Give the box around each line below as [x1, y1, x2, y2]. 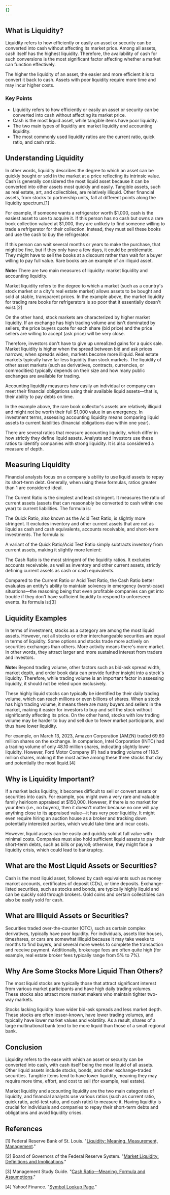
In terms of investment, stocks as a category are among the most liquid [5, 627, 154, 633]
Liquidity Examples [5, 614, 67, 622]
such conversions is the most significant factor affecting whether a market [5, 56, 161, 62]
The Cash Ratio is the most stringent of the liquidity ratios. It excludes [5, 556, 151, 563]
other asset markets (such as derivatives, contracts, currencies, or [5, 362, 145, 368]
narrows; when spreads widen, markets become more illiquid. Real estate [5, 351, 159, 357]
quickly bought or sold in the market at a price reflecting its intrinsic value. [5, 173, 161, 179]
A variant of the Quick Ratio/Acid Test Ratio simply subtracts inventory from [5, 541, 163, 548]
